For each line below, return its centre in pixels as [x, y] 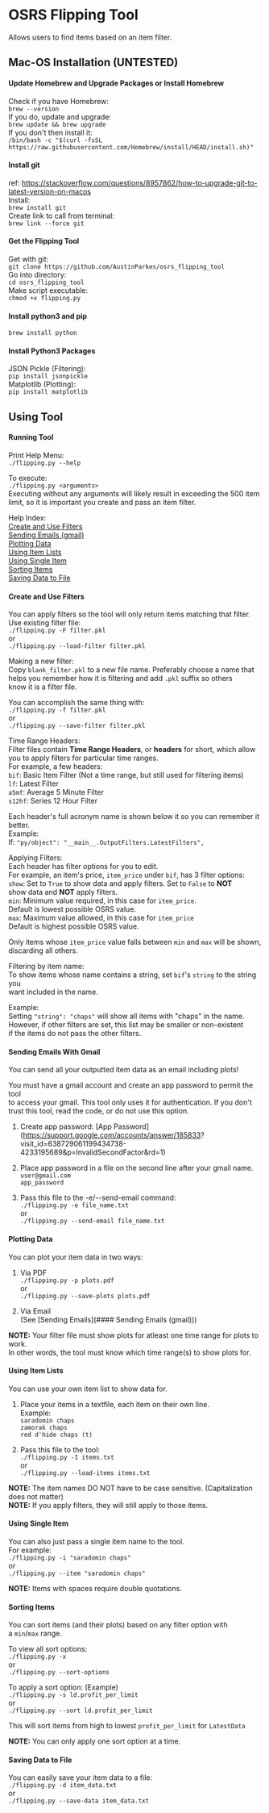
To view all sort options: [48, 1649]
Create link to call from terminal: [62, 215]
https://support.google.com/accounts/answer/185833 [112, 1135]
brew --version [34, 109]
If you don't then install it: [50, 132]
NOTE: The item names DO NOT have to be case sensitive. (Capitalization [131, 1488]
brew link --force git [46, 223]
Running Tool [31, 437]
